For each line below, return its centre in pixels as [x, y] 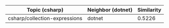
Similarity [149, 10]
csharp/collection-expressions [45, 18]
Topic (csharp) [45, 10]
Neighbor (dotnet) [110, 10]
